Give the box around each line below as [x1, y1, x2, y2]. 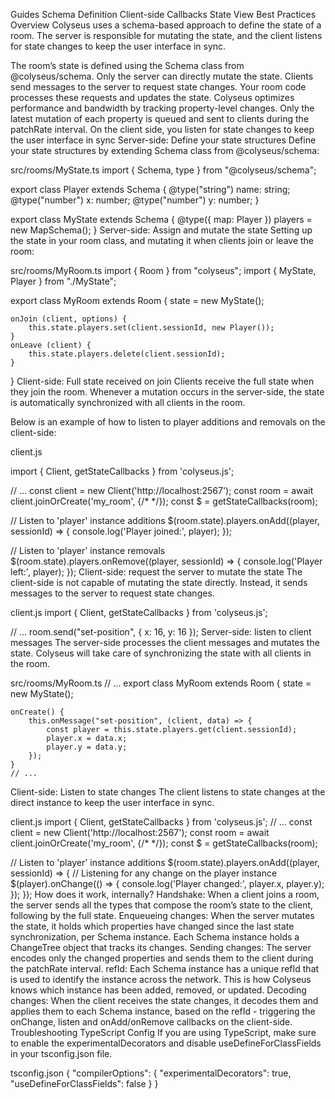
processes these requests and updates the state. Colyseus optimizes [10, 92, 295, 103]
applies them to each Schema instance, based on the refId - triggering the [10, 1005, 316, 1017]
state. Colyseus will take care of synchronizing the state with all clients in [10, 647, 312, 659]
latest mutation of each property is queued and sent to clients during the [10, 113, 310, 124]
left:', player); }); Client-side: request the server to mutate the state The [10, 566, 303, 578]
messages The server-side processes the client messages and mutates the [10, 637, 320, 648]
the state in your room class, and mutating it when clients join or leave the [10, 235, 315, 246]
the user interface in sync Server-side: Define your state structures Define [10, 134, 317, 146]
